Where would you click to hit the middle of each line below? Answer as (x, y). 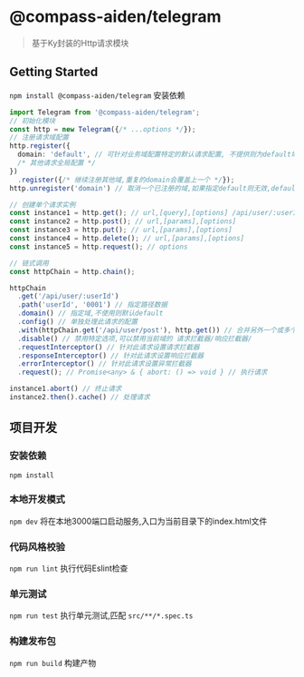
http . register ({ (40, 146)
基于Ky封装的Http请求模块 (80, 43)
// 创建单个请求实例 (43, 205)
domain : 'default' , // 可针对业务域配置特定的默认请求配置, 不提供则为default (154, 155)
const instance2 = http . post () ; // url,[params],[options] (123, 221)
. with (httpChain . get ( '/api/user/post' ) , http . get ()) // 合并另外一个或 (151, 330)
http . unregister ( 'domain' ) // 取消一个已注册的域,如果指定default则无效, (140, 188)
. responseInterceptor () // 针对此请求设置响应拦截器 (111, 356)
